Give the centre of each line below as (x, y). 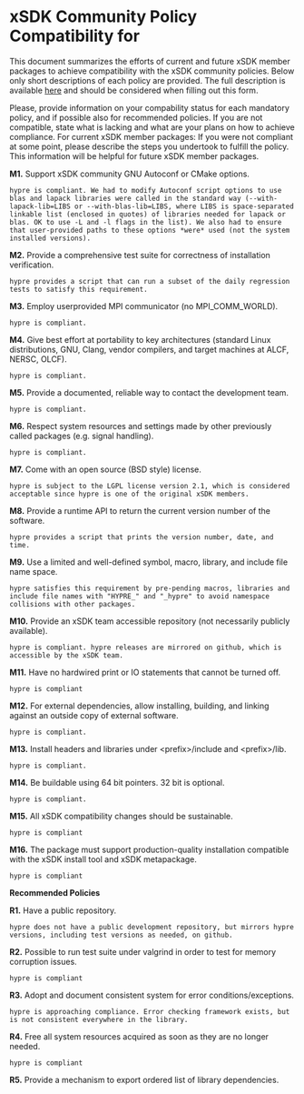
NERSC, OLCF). (39, 359)
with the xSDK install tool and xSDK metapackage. (103, 859)
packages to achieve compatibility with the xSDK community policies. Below (152, 71)
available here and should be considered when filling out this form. (134, 90)
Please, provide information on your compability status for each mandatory (150, 107)
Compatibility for (75, 36)
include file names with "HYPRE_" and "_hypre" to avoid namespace (140, 596)
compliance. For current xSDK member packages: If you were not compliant (151, 136)
